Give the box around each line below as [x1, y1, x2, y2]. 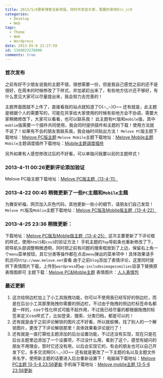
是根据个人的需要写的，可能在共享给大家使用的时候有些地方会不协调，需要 [5, 110, 154, 116]
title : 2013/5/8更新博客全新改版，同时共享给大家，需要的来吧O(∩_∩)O [5, 7, 132, 12]
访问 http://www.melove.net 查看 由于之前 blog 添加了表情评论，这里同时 [9, 257, 150, 263]
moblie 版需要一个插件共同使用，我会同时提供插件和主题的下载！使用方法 [5, 122, 150, 128]
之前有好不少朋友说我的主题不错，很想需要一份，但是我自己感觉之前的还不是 [5, 81, 158, 87]
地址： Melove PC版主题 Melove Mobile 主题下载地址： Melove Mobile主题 [9, 134, 154, 140]
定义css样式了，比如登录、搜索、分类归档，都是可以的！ [20, 312, 134, 319]
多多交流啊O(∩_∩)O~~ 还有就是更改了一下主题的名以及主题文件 [29, 349, 156, 355]
